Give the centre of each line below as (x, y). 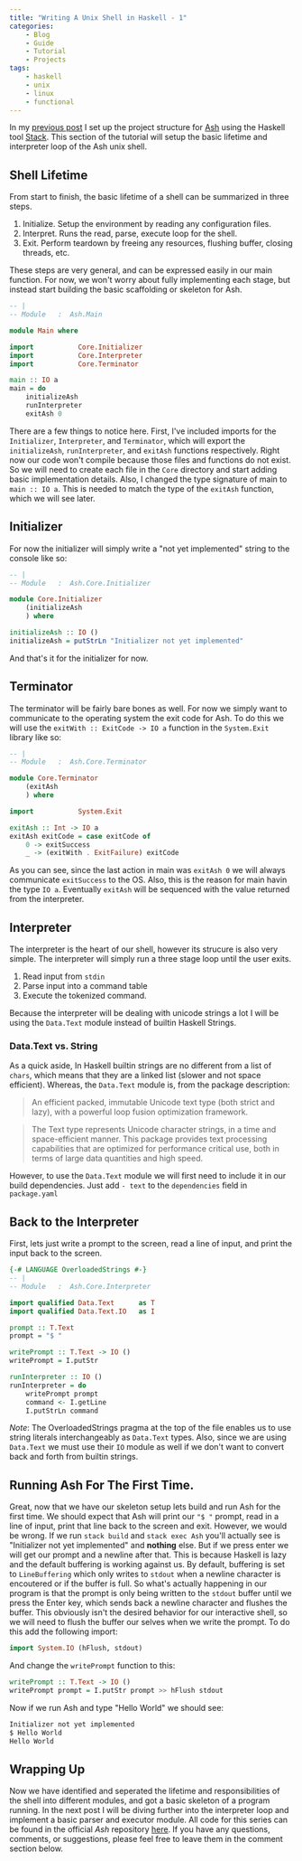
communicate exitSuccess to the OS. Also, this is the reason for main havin (148, 880)
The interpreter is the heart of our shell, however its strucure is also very (144, 949)
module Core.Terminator (54, 778)
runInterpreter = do (48, 1385)
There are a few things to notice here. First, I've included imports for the (143, 431)
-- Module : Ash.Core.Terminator (78, 762)
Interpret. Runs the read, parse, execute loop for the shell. (130, 234)
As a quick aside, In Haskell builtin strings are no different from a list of (141, 1066)
